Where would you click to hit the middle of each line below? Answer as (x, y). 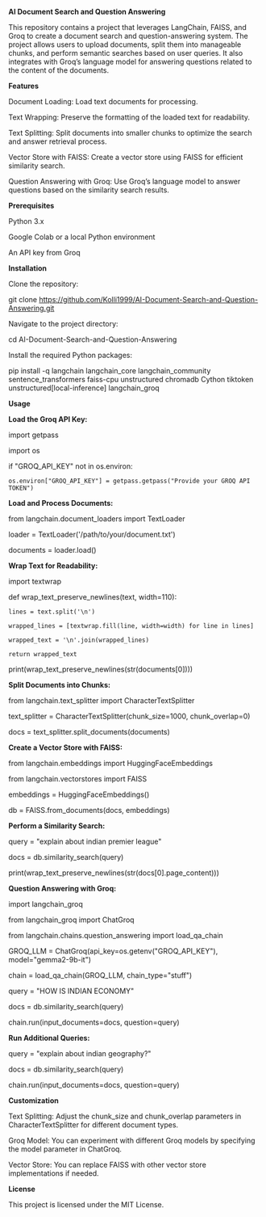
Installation (27, 268)
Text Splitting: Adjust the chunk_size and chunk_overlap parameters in (125, 1116)
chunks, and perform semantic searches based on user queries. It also (126, 53)
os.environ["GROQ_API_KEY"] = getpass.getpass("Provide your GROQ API (129, 481)
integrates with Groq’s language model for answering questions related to (130, 61)
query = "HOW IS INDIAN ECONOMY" (71, 991)
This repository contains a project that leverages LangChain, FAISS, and (128, 27)
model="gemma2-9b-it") (50, 960)
